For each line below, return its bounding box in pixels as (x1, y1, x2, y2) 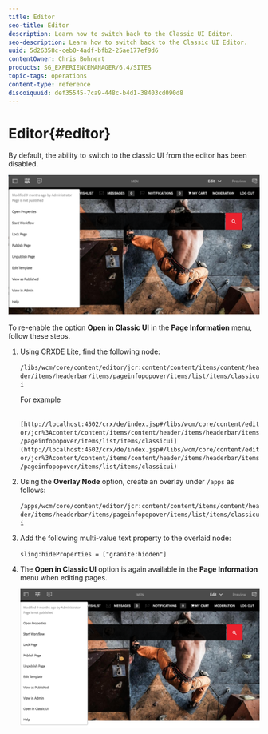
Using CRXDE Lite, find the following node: (19, 347, 161, 356)
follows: (19, 485, 46, 495)
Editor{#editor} (8, 124, 112, 142)
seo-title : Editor (8, 21, 69, 30)
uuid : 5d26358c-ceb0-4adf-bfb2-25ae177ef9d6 (8, 46, 159, 55)
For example (19, 395, 61, 404)
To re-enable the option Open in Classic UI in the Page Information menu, (8, 323, 253, 332)
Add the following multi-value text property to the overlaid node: (19, 533, 231, 543)
